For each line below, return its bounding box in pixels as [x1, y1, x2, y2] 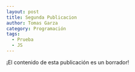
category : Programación [6, 25, 67, 32]
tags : [6, 31, 20, 37]
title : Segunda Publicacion [6, 14, 77, 20]
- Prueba [12, 37, 34, 43]
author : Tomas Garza [6, 20, 59, 26]
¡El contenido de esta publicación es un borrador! [6, 58, 130, 66]
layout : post [6, 8, 39, 15]
